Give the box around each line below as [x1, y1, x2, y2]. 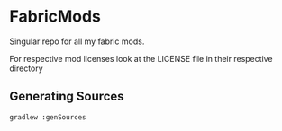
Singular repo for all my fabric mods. [9, 36, 145, 47]
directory [9, 63, 43, 74]
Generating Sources [9, 89, 124, 104]
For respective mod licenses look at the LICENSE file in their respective [9, 53, 273, 64]
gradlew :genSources [9, 112, 87, 122]
